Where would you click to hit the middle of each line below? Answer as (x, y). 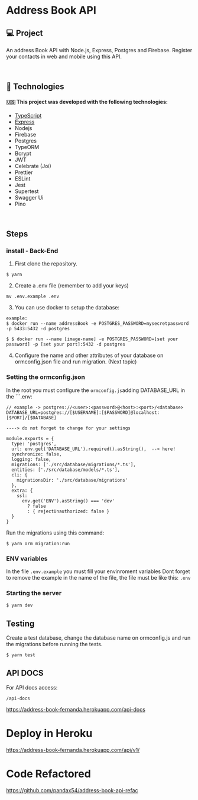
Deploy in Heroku (49, 733)
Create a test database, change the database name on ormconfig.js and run (98, 638)
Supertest (27, 191)
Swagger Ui (29, 197)
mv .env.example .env (33, 297)
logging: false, (31, 459)
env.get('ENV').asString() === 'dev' (68, 501)
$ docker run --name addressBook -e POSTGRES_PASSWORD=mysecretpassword (98, 324)
